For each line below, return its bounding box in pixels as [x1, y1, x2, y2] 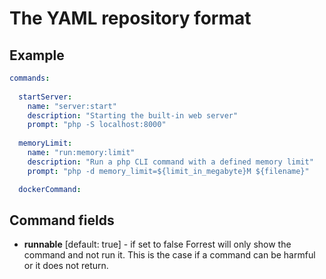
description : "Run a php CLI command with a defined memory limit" [27, 157, 314, 167]
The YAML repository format [9, 7, 252, 30]
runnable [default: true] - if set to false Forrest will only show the [23, 238, 292, 251]
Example [9, 47, 65, 64]
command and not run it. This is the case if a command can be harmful [23, 249, 316, 261]
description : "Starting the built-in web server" [27, 110, 239, 121]
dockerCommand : [18, 184, 82, 194]
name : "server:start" [27, 101, 117, 111]
